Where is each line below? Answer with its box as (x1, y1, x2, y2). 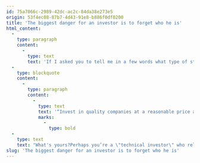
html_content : (6, 25, 42, 32)
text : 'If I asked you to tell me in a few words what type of (27, 59, 187, 64)
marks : (37, 114, 55, 120)
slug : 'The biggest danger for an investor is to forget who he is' (6, 147, 180, 153)
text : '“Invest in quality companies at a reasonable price (37, 109, 190, 115)
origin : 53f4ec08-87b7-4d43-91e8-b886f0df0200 (6, 14, 124, 20)
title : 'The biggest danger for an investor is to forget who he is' (6, 20, 183, 26)
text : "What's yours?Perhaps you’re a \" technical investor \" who (17, 142, 185, 148)
